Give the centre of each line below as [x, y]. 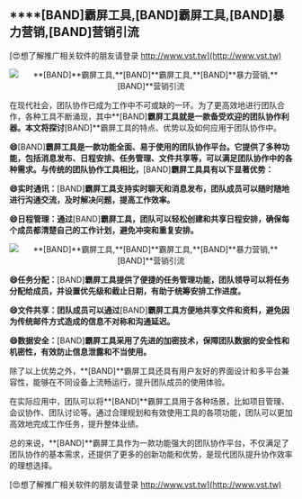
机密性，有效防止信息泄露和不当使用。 [80, 351]
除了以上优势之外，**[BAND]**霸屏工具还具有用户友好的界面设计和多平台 [145, 370]
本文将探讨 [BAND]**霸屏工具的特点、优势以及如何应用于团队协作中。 [153, 127]
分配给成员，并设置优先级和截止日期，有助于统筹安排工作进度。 [127, 291]
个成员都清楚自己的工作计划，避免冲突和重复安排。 [104, 230]
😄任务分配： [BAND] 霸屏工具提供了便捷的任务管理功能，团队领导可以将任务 [150, 279]
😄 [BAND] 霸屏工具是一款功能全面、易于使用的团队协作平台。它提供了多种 [146, 147]
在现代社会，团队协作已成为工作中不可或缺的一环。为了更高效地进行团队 [143, 104]
